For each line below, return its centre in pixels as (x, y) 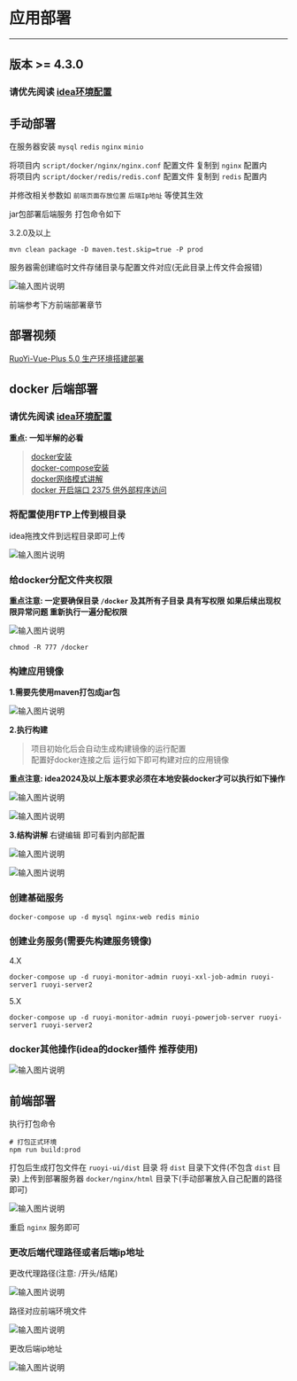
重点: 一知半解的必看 (46, 437)
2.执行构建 (29, 730)
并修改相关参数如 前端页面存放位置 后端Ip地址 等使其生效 (106, 195)
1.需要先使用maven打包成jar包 (65, 692)
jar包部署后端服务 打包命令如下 (65, 215)
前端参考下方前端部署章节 (56, 305)
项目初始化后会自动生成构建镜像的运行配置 (108, 749)
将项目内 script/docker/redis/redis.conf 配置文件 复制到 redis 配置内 (138, 176)
